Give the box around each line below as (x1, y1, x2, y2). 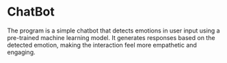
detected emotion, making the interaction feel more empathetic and (7, 41, 197, 49)
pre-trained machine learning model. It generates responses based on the (7, 33, 215, 41)
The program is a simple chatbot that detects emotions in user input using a (7, 26, 220, 35)
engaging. (7, 48, 36, 56)
